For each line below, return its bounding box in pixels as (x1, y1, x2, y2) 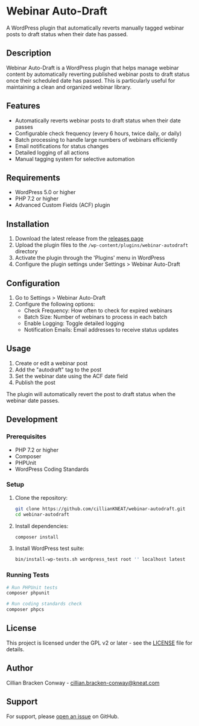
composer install (14, 534, 59, 540)
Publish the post (14, 379, 55, 386)
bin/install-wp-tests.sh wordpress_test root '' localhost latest (14, 557, 186, 563)
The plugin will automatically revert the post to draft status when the (6, 390, 176, 397)
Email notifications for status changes (14, 142, 109, 150)
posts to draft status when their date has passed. (6, 30, 128, 37)
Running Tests (6, 571, 49, 579)
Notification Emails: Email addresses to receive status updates (24, 326, 179, 333)
